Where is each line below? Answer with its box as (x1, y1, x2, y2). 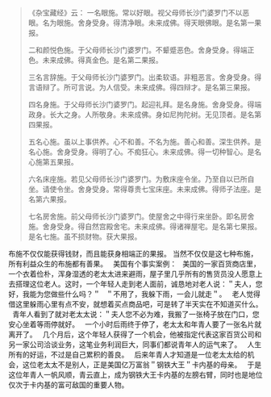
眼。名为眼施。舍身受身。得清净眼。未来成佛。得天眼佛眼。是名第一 (27, 18, 255, 27)
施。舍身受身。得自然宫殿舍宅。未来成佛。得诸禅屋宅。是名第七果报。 (27, 222, 262, 231)
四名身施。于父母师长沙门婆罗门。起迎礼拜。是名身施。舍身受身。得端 (27, 100, 262, 109)
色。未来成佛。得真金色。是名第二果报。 (27, 56, 163, 65)
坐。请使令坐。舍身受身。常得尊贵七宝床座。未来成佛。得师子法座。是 (27, 185, 262, 194)
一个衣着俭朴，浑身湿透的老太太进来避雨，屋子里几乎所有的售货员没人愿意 (8, 270, 256, 278)
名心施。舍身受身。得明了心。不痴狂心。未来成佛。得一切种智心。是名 (27, 147, 262, 157)
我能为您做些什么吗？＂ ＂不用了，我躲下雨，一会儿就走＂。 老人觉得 (22, 290, 261, 299)
